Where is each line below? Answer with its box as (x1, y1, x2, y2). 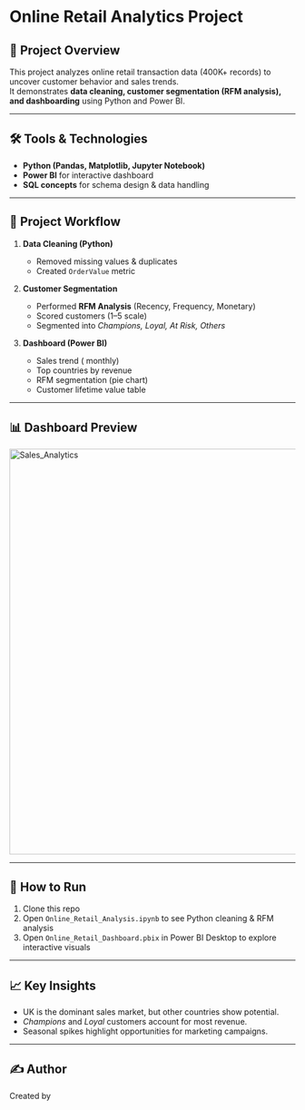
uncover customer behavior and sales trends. (9, 76, 180, 87)
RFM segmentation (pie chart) (35, 374, 148, 385)
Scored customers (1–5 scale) (35, 310, 148, 321)
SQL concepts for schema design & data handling (22, 179, 210, 190)
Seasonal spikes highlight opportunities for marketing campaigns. (22, 1026, 269, 1036)
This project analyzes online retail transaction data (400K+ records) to (9, 66, 271, 77)
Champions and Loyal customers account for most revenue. (22, 1017, 248, 1027)
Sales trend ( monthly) (35, 355, 120, 366)
